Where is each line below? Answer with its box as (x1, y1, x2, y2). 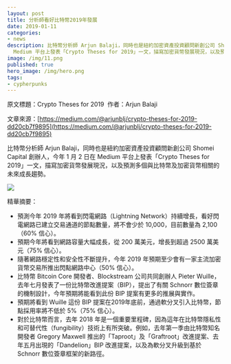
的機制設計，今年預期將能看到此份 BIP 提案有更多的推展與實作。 (16, 290, 199, 298)
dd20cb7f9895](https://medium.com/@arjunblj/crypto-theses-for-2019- (7, 122, 212, 131)
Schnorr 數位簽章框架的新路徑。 (16, 350, 109, 358)
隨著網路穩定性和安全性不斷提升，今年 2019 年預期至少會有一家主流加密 (16, 255, 221, 264)
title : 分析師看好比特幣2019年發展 (7, 17, 98, 23)
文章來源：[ (7, 115, 40, 123)
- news (7, 36, 26, 43)
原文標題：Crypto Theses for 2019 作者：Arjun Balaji (7, 100, 158, 109)
